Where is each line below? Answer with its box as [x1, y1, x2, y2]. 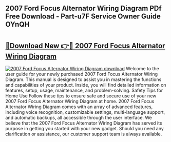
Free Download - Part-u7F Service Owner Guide [5, 12, 161, 21]
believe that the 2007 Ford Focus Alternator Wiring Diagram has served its [5, 120, 163, 126]
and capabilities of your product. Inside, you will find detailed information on [5, 82, 166, 88]
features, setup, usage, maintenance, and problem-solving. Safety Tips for [5, 87, 163, 93]
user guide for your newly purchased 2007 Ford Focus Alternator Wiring [5, 71, 158, 77]
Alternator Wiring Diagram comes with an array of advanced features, [5, 104, 153, 110]
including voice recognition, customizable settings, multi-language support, [5, 109, 165, 115]
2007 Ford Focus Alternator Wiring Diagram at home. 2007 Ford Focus [5, 98, 155, 104]
